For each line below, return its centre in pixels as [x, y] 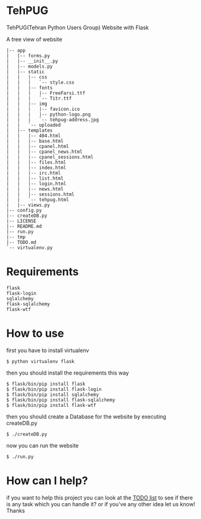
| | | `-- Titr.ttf [39, 98]
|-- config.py [24, 210]
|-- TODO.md [21, 242]
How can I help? [47, 481]
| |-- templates [29, 130]
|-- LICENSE [21, 221]
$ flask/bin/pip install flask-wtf [51, 405]
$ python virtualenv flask [40, 361]
